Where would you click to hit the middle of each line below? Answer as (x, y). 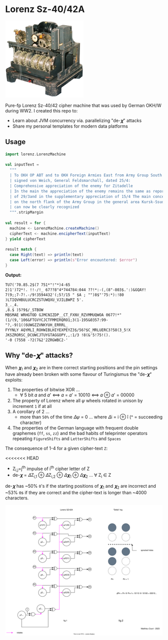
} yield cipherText (25, 239)
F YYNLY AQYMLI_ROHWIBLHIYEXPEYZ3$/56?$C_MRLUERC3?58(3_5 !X (68, 330)
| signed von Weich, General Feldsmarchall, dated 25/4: (70, 181)
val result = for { (25, 223)
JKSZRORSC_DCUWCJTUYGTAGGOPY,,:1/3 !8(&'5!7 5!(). (58, 335)
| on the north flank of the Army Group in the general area (75, 202)
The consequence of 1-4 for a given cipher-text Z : (56, 448)
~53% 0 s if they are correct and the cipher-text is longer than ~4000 (76, 492)
